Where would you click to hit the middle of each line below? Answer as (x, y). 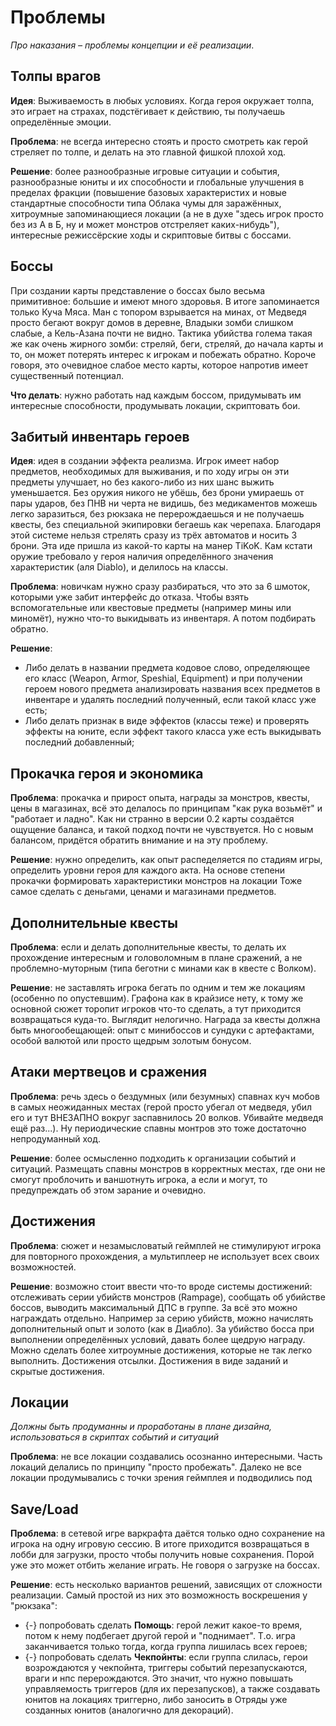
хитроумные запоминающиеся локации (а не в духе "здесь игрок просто (167, 213)
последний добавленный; (79, 742)
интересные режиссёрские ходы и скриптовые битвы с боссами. (151, 235)
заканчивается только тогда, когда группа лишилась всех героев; (166, 1647)
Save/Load (44, 1509)
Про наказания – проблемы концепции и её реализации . (132, 45)
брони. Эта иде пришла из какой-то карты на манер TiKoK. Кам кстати (161, 546)
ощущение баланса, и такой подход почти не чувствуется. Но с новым (162, 830)
